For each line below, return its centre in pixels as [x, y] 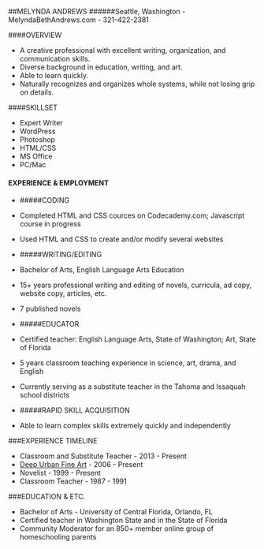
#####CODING [44, 200]
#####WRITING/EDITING [61, 255]
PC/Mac [33, 164]
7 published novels [50, 309]
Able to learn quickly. [54, 75]
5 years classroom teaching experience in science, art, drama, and [128, 363]
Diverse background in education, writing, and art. [101, 67]
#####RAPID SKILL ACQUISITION [74, 410]
